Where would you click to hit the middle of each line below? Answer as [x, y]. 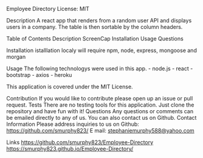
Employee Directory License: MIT [48, 9]
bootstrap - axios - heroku [39, 75]
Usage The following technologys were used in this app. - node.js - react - [100, 68]
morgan [16, 57]
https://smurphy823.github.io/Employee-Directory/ [70, 149]
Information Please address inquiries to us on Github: [73, 124]
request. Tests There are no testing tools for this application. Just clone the [100, 105]
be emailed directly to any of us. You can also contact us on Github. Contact [101, 118]
